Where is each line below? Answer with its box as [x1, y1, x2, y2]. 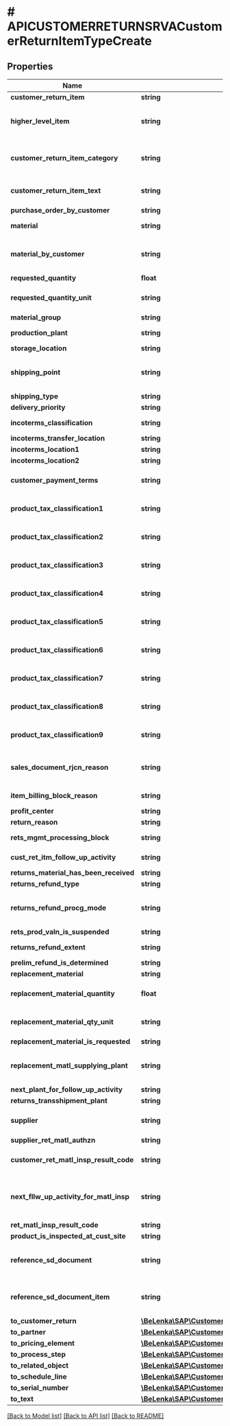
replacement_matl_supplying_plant [10, 1061, 128, 1070]
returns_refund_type [10, 879, 80, 889]
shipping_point [10, 367, 61, 377]
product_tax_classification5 [10, 617, 104, 626]
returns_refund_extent [10, 943, 86, 952]
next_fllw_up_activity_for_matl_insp [10, 1192, 130, 1201]
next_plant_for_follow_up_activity [10, 1085, 123, 1094]
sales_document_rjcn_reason [10, 762, 109, 772]
